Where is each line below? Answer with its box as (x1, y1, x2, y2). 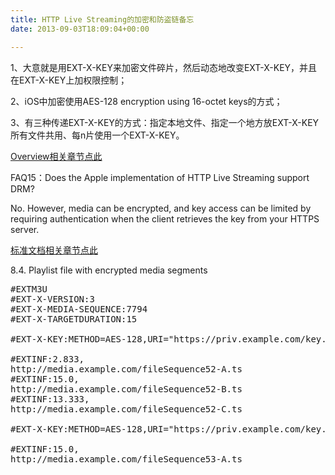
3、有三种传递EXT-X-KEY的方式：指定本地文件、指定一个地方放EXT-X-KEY (10, 116, 320, 128)
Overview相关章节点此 (10, 150, 103, 162)
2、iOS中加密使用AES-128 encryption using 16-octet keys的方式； (10, 95, 283, 107)
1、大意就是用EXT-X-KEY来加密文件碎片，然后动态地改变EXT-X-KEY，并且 (10, 61, 318, 73)
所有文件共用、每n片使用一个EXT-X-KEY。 (10, 129, 185, 141)
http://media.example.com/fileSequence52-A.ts (10, 363, 243, 375)
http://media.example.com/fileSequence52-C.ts (10, 403, 243, 415)
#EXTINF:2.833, (10, 353, 85, 365)
